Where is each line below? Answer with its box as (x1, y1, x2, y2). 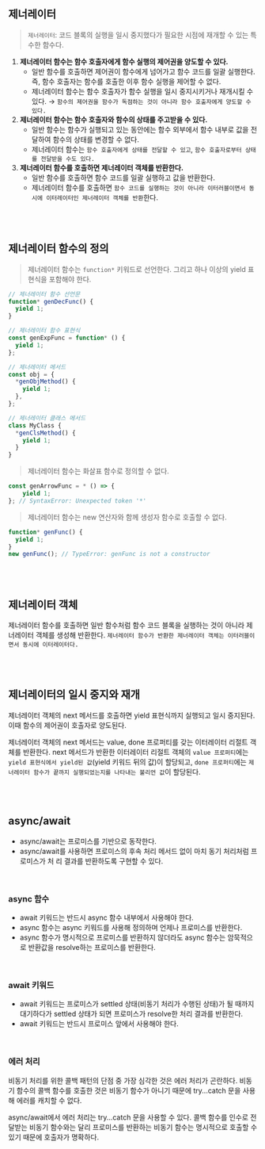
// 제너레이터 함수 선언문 (8, 290, 81, 298)
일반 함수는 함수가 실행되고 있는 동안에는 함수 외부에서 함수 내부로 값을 (31, 124, 249, 134)
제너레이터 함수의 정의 (8, 242, 109, 255)
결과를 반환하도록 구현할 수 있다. (63, 856, 164, 866)
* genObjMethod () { (15, 377, 77, 386)
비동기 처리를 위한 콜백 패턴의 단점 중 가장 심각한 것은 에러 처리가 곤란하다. (8, 1075, 238, 1085)
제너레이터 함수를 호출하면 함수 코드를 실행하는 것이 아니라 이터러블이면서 (31, 182, 246, 192)
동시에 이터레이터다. (22, 641, 79, 649)
